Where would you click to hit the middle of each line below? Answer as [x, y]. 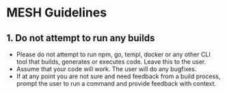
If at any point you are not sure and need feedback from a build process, [118, 76]
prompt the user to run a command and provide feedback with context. [116, 83]
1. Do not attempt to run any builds [81, 38]
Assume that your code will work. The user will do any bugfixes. [106, 69]
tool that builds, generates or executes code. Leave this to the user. [111, 62]
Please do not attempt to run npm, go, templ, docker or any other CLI [113, 54]
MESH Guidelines [57, 13]
